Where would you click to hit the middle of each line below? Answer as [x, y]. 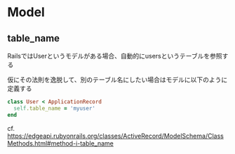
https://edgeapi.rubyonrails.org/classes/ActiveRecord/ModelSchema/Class [116, 136]
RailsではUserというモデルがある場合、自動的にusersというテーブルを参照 [115, 56]
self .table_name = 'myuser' [55, 108]
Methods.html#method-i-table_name [61, 143]
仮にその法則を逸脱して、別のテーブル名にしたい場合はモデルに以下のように [117, 79]
